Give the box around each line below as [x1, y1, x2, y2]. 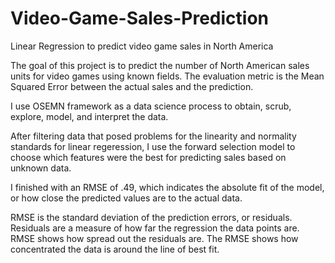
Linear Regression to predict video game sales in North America [10, 40, 274, 52]
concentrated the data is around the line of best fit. [10, 243, 220, 255]
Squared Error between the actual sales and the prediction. [10, 80, 254, 92]
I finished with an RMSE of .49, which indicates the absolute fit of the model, [10, 181, 325, 193]
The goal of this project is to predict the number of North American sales [10, 59, 310, 71]
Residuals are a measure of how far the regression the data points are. [10, 222, 300, 234]
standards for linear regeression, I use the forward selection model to [10, 140, 296, 152]
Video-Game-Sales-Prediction [10, 7, 270, 30]
